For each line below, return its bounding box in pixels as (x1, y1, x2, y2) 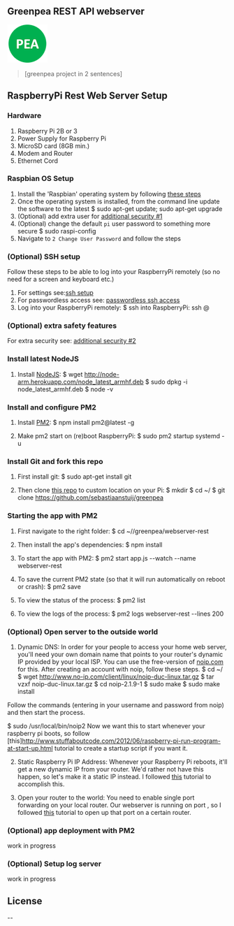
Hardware (7, 111, 42, 121)
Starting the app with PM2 (7, 511, 98, 521)
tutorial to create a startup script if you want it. (54, 744, 188, 752)
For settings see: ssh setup (17, 289, 94, 297)
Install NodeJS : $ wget (17, 370, 83, 378)
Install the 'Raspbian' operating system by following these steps (17, 189, 201, 198)
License (7, 895, 43, 907)
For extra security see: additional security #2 (7, 337, 136, 345)
